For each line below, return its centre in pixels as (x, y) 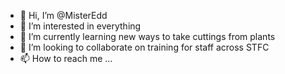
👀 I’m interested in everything (80, 26)
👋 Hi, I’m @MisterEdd (63, 15)
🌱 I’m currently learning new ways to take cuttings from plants (147, 36)
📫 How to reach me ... (66, 58)
